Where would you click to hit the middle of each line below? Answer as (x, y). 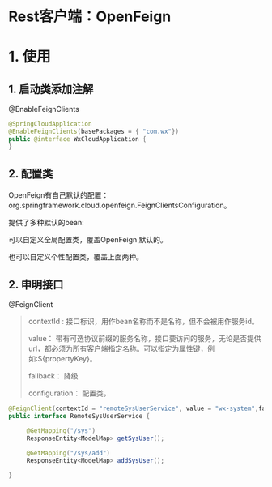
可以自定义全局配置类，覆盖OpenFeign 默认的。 (88, 239)
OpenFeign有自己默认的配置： (59, 194)
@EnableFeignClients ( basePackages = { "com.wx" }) (94, 132)
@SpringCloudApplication (50, 124)
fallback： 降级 (53, 376)
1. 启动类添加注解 (51, 89)
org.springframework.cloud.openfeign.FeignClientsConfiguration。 (120, 205)
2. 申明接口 (36, 284)
